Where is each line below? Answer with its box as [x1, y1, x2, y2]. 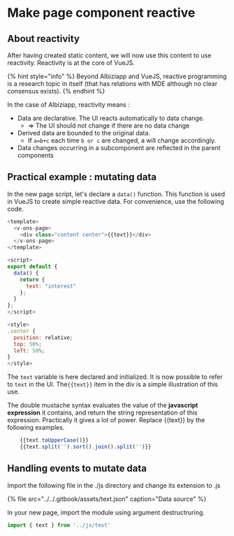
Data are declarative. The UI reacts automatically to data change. [17, 114, 205, 122]
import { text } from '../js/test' [7, 521, 111, 528]
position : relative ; [13, 334, 73, 341]
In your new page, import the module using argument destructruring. [7, 508, 205, 516]
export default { [7, 263, 58, 270]
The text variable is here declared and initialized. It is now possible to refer [7, 373, 224, 381]
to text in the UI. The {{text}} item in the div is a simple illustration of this [7, 380, 219, 389]
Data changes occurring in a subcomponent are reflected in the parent [17, 144, 221, 151]
